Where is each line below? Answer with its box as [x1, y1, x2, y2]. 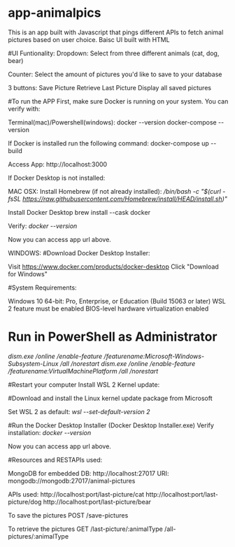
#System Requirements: [8, 283, 77, 292]
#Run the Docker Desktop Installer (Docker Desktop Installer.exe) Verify [8, 421, 214, 429]
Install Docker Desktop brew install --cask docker [8, 208, 151, 216]
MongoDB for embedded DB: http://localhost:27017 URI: [8, 469, 169, 477]
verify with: [8, 104, 41, 113]
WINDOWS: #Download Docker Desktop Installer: [8, 248, 150, 257]
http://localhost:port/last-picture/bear [43, 497, 152, 506]
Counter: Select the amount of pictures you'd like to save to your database [8, 70, 222, 78]
